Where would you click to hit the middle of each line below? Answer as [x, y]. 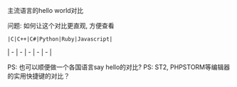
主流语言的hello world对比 [46, 10]
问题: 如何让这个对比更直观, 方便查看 [61, 26]
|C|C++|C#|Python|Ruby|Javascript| [60, 39]
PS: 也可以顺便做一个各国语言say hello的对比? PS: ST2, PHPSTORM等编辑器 [118, 67]
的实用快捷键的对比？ [38, 76]
